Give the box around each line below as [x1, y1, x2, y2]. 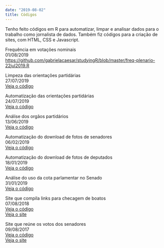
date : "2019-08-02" [5, 7, 46, 13]
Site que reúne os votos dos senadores [5, 221, 86, 227]
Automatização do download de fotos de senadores [5, 134, 112, 140]
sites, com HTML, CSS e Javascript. [5, 36, 80, 43]
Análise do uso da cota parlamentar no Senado [5, 174, 102, 180]
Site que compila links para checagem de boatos [5, 195, 106, 201]
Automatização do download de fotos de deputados [5, 154, 113, 160]
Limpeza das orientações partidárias [5, 72, 81, 78]
